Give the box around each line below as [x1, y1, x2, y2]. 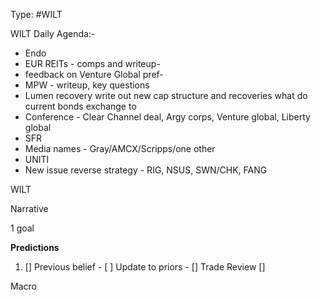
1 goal [10, 222, 35, 234]
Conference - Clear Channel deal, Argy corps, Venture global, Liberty [24, 111, 311, 123]
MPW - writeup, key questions [24, 79, 150, 91]
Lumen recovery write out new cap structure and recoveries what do [24, 90, 308, 101]
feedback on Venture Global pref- [24, 69, 164, 80]
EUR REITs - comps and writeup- [24, 58, 161, 69]
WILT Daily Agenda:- [10, 28, 96, 39]
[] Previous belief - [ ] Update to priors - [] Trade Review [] [24, 261, 266, 273]
